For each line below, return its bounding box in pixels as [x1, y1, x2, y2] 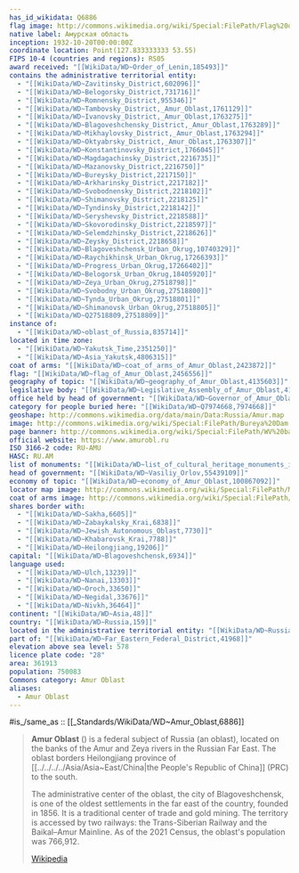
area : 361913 [9, 659, 58, 668]
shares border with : [9, 502, 86, 510]
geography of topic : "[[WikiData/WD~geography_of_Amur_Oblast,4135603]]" [9, 378, 289, 387]
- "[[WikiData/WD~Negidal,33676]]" [17, 593, 149, 602]
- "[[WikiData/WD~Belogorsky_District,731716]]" [17, 87, 201, 96]
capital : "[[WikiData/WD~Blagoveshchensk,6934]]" [9, 551, 198, 560]
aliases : [9, 683, 42, 693]
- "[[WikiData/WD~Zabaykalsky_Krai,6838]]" [17, 518, 181, 527]
